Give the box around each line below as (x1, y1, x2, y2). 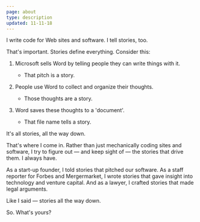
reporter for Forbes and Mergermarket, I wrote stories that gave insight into (6, 173, 193, 180)
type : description (6, 14, 52, 21)
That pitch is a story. (23, 72, 75, 79)
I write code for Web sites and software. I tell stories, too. (6, 37, 148, 44)
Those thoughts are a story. (23, 95, 93, 103)
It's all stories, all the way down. (6, 130, 86, 138)
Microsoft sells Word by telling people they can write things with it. (14, 60, 181, 67)
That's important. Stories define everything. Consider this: (6, 48, 151, 55)
